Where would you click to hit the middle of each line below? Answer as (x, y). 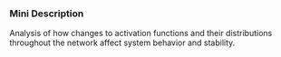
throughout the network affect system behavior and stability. (122, 43)
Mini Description (47, 14)
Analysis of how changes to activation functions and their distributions (141, 33)
